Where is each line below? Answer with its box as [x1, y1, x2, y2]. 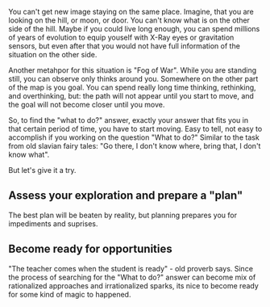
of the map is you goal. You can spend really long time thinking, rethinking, [8, 82, 256, 92]
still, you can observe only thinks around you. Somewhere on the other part [8, 74, 259, 83]
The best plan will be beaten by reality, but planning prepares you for [8, 210, 238, 220]
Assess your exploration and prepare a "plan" [8, 189, 243, 203]
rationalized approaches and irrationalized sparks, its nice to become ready [8, 280, 260, 290]
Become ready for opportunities [8, 242, 172, 256]
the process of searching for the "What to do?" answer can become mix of [8, 272, 256, 282]
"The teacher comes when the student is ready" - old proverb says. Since [8, 263, 254, 273]
